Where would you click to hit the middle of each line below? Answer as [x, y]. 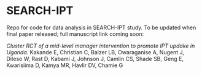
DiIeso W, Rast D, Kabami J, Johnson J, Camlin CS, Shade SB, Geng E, [95, 59]
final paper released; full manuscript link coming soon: [75, 34]
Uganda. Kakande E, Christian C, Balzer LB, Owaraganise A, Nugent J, [95, 52]
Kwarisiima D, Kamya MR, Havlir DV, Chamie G [65, 65]
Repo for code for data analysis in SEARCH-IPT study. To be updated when [101, 27]
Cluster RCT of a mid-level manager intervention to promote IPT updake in [101, 46]
